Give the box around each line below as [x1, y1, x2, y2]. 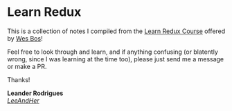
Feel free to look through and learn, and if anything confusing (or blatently [7, 48, 218, 56]
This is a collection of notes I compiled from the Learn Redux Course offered [7, 27, 226, 35]
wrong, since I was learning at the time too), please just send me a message [7, 54, 224, 63]
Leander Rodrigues [7, 89, 64, 97]
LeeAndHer [7, 96, 39, 104]
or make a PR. [7, 62, 47, 70]
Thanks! [7, 75, 30, 83]
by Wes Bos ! [7, 34, 43, 42]
